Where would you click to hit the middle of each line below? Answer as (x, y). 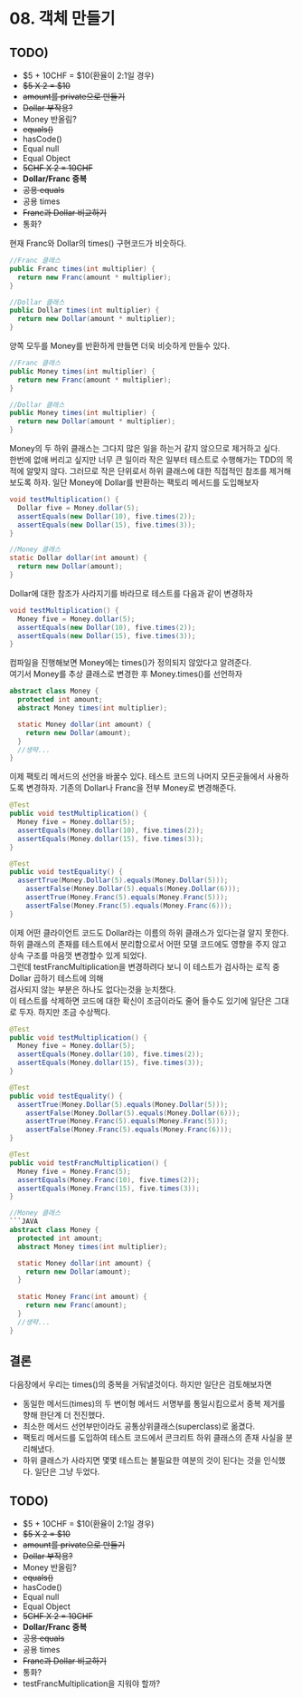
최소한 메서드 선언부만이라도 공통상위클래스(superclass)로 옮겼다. (139, 1426)
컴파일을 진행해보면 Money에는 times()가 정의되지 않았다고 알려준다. (130, 663)
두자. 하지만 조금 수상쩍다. (65, 1012)
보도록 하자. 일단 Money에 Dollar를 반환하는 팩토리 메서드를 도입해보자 (134, 482)
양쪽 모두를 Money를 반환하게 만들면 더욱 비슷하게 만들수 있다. (120, 346)
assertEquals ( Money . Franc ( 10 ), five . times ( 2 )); (109, 1179)
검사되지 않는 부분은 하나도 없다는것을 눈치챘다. (93, 989)
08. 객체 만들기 (62, 19)
